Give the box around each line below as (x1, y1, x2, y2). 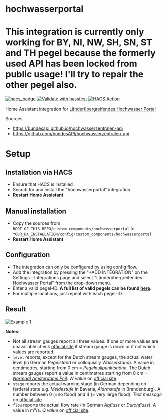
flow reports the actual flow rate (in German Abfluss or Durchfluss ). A (12, 402, 156, 408)
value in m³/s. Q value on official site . (12, 407, 90, 413)
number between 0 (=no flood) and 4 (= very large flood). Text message (12, 391, 162, 397)
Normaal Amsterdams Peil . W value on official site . (12, 375, 118, 381)
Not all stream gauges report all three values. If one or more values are (12, 338, 159, 344)
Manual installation (5, 206, 67, 215)
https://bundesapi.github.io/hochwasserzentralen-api (12, 125, 123, 131)
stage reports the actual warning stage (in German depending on (12, 380, 146, 387)
